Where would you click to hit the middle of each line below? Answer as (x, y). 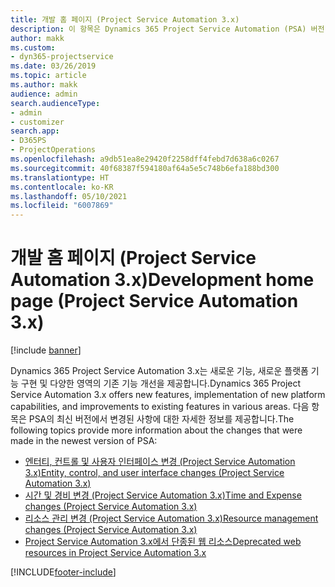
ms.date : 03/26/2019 (53, 66)
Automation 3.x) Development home (162, 280)
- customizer (37, 122)
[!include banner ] (46, 350)
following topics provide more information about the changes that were (156, 430)
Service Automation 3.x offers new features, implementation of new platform (168, 395)
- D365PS (28, 141)
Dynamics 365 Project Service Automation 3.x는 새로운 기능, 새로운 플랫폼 (159, 371)
